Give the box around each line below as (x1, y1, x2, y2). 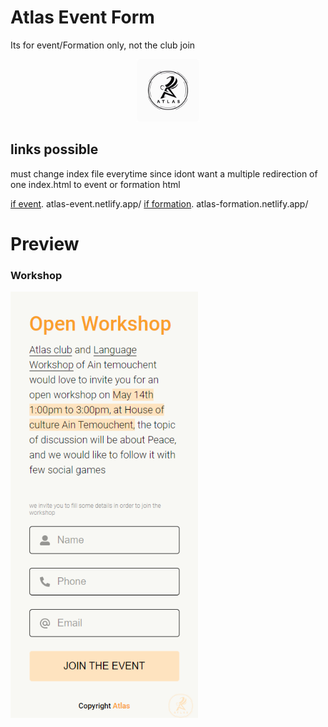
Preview (10, 232, 80, 255)
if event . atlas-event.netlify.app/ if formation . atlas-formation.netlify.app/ (10, 197, 309, 210)
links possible (10, 141, 99, 158)
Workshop (10, 268, 63, 282)
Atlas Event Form (10, 6, 155, 29)
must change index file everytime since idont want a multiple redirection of (10, 167, 318, 180)
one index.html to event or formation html (10, 178, 181, 190)
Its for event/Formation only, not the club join (10, 39, 196, 51)
